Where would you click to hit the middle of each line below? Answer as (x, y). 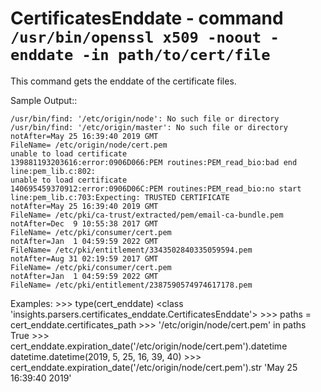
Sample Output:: (44, 100)
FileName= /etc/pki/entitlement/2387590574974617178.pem (131, 285)
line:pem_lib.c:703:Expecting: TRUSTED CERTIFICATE (120, 197)
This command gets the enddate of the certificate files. (123, 81)
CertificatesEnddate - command (147, 18)
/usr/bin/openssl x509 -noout (136, 37)
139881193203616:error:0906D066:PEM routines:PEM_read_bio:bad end (154, 162)
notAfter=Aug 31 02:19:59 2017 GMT (84, 258)
